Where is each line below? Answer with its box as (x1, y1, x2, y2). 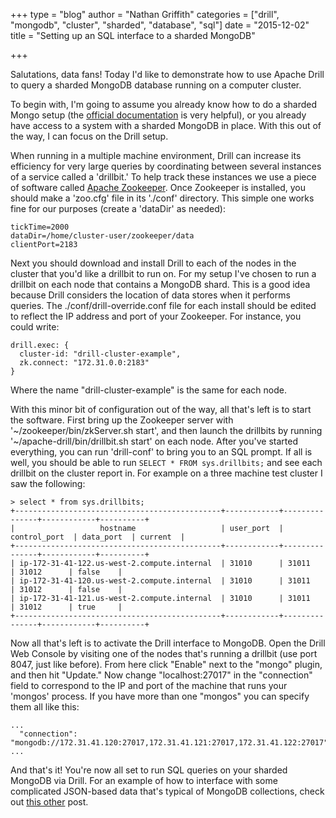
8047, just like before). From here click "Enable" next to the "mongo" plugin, (10, 659, 323, 670)
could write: (10, 321, 60, 333)
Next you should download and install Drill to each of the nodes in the (10, 257, 297, 269)
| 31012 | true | (10, 602, 123, 612)
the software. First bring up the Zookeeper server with (10, 414, 234, 426)
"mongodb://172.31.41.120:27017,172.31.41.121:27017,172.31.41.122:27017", (10, 738, 333, 748)
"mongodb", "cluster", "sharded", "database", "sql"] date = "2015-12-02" (10, 19, 310, 31)
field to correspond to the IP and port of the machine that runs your (10, 680, 288, 691)
